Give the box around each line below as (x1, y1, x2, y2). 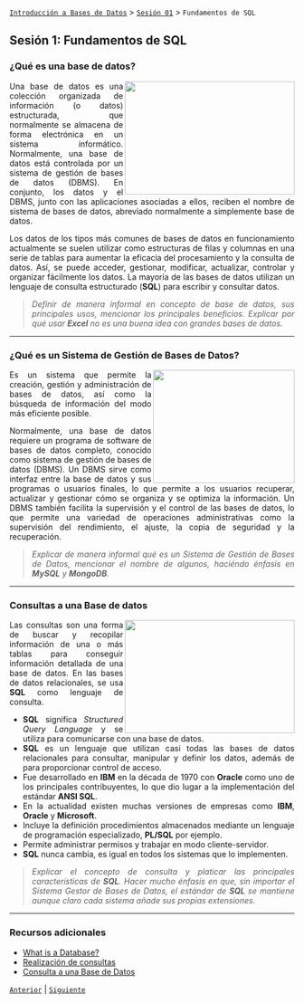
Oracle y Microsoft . (22, 810, 97, 821)
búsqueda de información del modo (9, 397, 152, 409)
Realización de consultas (22, 956, 116, 967)
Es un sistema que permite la (9, 369, 152, 380)
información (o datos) (9, 100, 124, 110)
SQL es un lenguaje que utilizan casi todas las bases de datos (22, 743, 295, 754)
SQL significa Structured (22, 714, 124, 725)
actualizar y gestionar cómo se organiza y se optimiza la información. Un (9, 492, 295, 503)
